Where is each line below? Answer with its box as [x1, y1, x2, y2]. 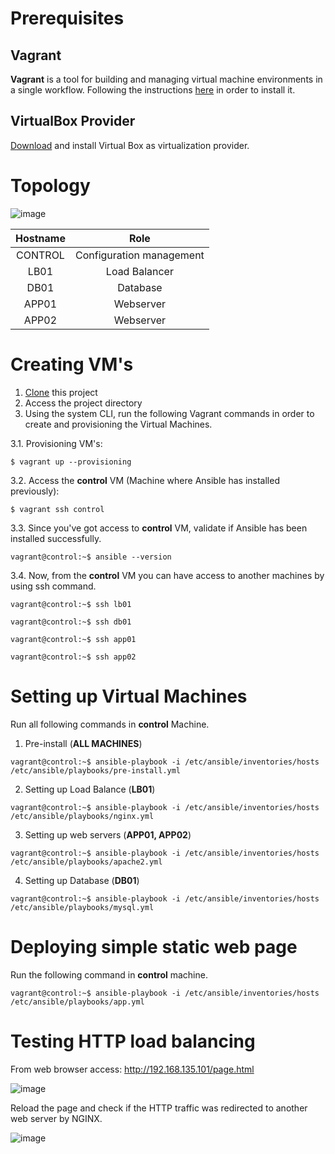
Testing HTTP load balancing [10, 1030, 256, 1052]
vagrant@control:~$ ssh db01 [10, 617, 132, 627]
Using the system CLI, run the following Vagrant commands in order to [24, 407, 315, 419]
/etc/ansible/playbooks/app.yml [10, 997, 145, 1007]
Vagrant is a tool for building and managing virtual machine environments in [10, 73, 323, 85]
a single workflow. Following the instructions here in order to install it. [10, 84, 296, 96]
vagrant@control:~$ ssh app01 [10, 634, 137, 644]
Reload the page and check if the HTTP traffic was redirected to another [10, 1102, 308, 1114]
